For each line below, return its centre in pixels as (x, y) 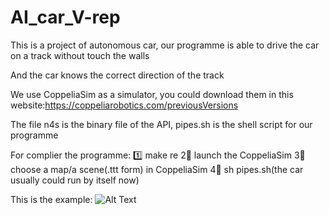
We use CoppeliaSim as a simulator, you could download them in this (152, 94)
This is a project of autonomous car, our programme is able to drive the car (165, 45)
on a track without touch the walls (80, 55)
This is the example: (51, 199)
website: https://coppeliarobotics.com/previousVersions (124, 105)
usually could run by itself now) (75, 180)
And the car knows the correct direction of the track (117, 75)
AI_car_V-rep (65, 17)
